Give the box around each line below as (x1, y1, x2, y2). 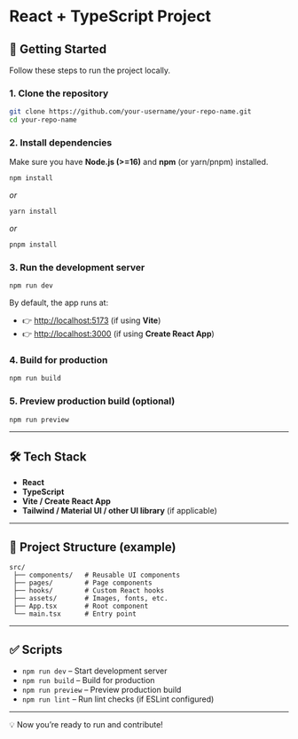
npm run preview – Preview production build (21, 684, 182, 695)
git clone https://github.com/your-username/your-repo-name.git (9, 107, 252, 116)
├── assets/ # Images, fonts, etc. (12, 594, 169, 603)
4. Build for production (9, 354, 108, 366)
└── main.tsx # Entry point (12, 609, 137, 618)
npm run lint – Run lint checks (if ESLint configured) (21, 694, 215, 704)
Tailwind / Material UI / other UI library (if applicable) (21, 506, 217, 516)
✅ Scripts (9, 641, 63, 657)
